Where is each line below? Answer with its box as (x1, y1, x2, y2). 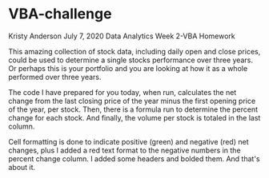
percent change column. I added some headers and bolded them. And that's (8, 153, 260, 164)
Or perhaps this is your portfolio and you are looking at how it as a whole (8, 63, 248, 73)
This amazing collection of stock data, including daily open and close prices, (8, 46, 261, 56)
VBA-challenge (8, 5, 112, 23)
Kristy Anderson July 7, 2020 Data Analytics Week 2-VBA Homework (8, 31, 236, 41)
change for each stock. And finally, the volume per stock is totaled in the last (8, 113, 261, 122)
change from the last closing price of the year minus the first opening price (8, 96, 256, 105)
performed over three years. (8, 72, 102, 81)
